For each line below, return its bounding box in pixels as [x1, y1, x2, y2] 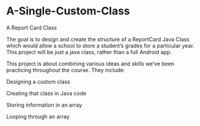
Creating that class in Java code [6, 89, 86, 97]
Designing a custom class [6, 78, 71, 85]
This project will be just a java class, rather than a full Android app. [6, 48, 172, 55]
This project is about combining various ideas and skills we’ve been [6, 60, 175, 67]
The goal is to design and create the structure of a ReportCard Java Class [6, 35, 190, 43]
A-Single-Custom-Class [6, 4, 131, 18]
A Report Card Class [6, 24, 57, 31]
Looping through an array [6, 113, 70, 120]
